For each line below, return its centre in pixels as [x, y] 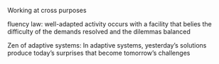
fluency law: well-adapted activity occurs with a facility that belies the [109, 24]
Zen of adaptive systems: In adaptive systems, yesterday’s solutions [107, 45]
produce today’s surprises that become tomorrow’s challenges [99, 53]
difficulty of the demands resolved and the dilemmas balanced [99, 32]
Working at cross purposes [47, 10]
